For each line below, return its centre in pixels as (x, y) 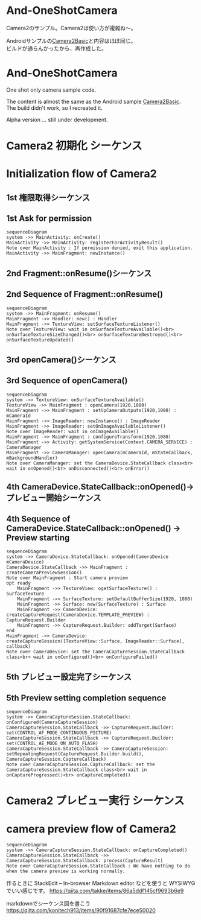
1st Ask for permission (49, 219)
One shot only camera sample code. (51, 90)
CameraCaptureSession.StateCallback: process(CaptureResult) (85, 861)
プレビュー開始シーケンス (54, 498)
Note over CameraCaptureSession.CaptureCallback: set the (81, 765)
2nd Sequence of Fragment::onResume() (85, 294)
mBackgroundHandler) (32, 458)
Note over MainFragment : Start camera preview (67, 578)
